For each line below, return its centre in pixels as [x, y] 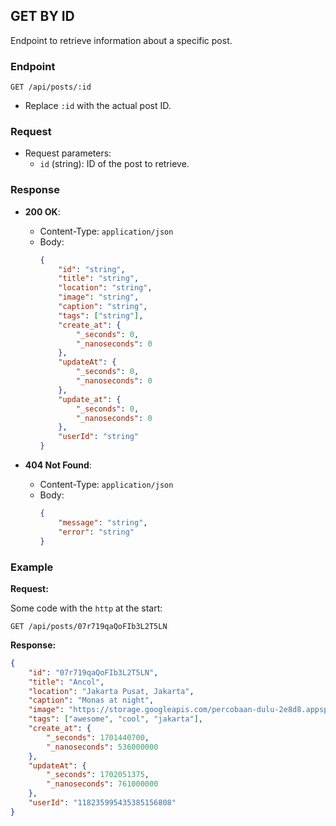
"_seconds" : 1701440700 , [98, 737]
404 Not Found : [58, 465]
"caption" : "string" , [103, 307]
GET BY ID [42, 16]
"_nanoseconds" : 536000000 [102, 747]
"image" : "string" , [99, 297]
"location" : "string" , [105, 288]
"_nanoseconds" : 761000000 [102, 784]
